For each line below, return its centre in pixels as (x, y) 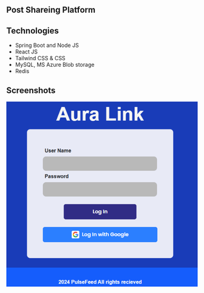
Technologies (33, 31)
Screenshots (31, 90)
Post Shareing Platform (51, 10)
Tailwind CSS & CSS (40, 58)
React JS (26, 52)
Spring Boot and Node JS (47, 46)
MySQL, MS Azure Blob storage (55, 65)
